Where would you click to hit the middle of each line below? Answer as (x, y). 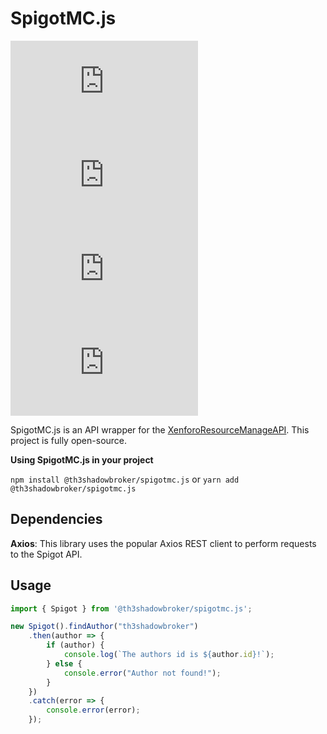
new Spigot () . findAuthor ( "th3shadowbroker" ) (104, 627)
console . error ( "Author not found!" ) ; (142, 673)
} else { (64, 663)
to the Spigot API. (46, 554)
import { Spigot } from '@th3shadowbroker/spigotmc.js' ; (131, 608)
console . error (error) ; (93, 710)
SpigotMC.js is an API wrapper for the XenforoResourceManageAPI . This (160, 429)
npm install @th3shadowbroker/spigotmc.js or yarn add (125, 479)
